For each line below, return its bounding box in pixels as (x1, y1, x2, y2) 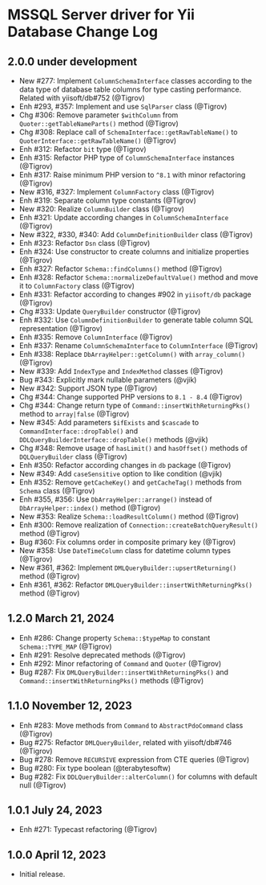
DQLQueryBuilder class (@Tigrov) (18, 452, 127, 461)
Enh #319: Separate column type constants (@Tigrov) (18, 195, 197, 205)
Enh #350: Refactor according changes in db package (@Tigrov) (18, 461, 232, 469)
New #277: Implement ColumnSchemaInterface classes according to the (18, 76, 252, 85)
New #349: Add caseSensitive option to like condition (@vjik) (18, 469, 223, 478)
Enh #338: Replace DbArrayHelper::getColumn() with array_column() (18, 350, 246, 359)
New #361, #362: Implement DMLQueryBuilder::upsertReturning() (18, 563, 237, 572)
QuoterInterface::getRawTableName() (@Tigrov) (18, 136, 177, 145)
